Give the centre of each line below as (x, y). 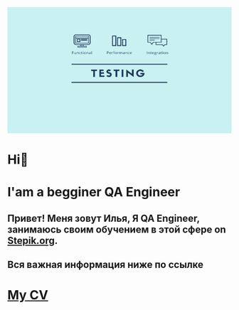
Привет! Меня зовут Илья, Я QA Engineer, (104, 218)
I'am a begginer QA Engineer (94, 192)
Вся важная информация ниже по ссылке (106, 265)
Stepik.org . (33, 241)
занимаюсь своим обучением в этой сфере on (117, 229)
